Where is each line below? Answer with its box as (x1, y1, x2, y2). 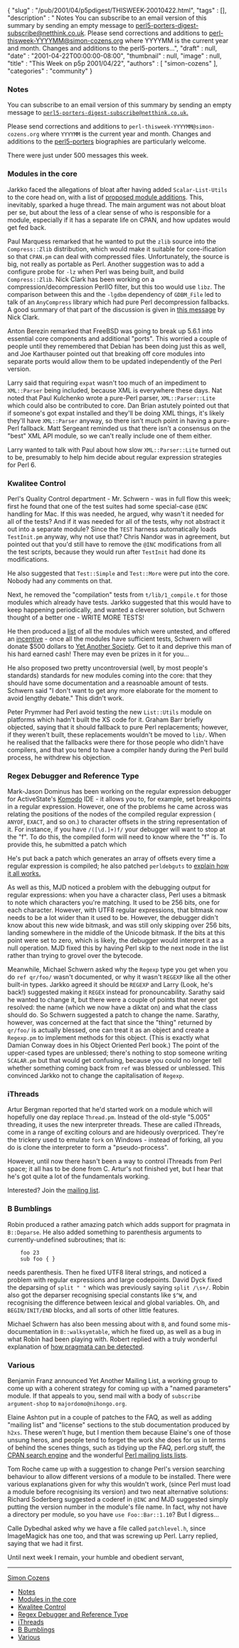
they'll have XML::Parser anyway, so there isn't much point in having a (7, 416, 212, 425)
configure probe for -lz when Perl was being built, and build (7, 267, 184, 275)
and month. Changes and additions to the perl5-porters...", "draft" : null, (7, 44, 218, 52)
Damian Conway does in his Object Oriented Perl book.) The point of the (7, 1041, 220, 1050)
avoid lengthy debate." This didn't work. (7, 694, 124, 702)
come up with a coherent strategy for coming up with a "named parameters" (7, 1384, 231, 1392)
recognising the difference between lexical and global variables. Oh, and (7, 1298, 220, 1307)
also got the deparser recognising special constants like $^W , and (7, 1290, 197, 1299)
